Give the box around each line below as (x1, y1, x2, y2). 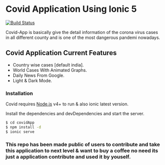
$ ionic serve (5, 129, 35, 134)
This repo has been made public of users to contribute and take (5, 141, 161, 148)
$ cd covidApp (5, 120, 35, 125)
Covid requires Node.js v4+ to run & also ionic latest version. (5, 101, 129, 107)
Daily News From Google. (12, 72, 65, 78)
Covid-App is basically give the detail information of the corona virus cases (5, 29, 158, 35)
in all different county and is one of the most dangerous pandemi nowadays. (5, 34, 161, 40)
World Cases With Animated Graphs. (12, 67, 88, 73)
